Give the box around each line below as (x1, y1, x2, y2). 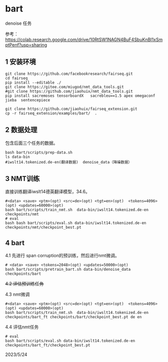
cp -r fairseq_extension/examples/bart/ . (5, 111, 97, 116)
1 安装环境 (5, 58, 36, 66)
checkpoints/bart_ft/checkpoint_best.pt (5, 343, 91, 348)
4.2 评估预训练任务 (5, 281, 44, 287)
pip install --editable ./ (5, 80, 61, 85)
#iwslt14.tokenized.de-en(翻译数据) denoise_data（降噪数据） (5, 159, 132, 164)
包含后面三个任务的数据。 (5, 140, 58, 146)
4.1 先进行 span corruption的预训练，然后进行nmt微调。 (5, 253, 119, 259)
